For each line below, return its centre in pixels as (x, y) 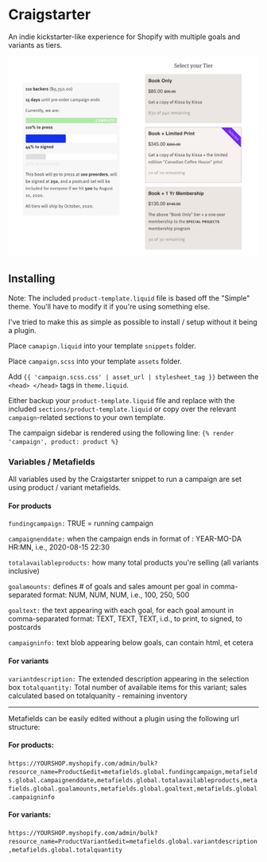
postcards (25, 627)
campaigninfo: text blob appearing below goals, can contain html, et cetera (131, 643)
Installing (32, 279)
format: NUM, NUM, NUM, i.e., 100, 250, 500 (116, 595)
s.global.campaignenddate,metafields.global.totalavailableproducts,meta (133, 780)
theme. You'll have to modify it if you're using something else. (109, 306)
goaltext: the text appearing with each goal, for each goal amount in (121, 611)
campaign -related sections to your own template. (87, 417)
